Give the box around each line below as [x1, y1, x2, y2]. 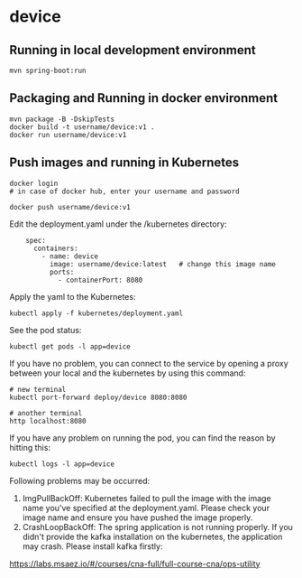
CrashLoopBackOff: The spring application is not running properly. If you [22, 521, 293, 532]
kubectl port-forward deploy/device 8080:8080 [9, 393, 188, 402]
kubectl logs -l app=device [9, 459, 115, 469]
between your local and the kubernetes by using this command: [9, 368, 246, 378]
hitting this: [9, 442, 51, 452]
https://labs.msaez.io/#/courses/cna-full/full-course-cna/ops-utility [9, 558, 261, 569]
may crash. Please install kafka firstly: [22, 540, 163, 552]
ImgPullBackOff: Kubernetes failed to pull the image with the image [22, 492, 272, 503]
